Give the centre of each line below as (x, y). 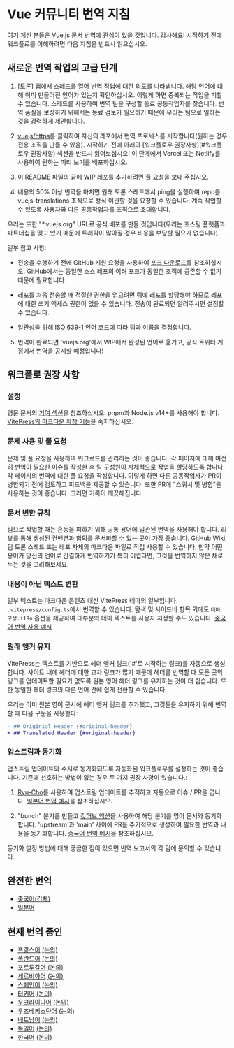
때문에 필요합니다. (42, 279)
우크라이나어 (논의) (43, 1003)
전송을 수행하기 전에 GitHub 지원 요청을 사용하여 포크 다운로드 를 (104, 262)
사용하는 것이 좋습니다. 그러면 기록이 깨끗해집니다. (75, 493)
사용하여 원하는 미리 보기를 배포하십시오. (72, 162)
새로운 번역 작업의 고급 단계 (62, 68)
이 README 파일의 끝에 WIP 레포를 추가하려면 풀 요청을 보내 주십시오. (113, 177)
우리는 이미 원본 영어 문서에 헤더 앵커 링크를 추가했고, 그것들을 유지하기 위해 (111, 704)
